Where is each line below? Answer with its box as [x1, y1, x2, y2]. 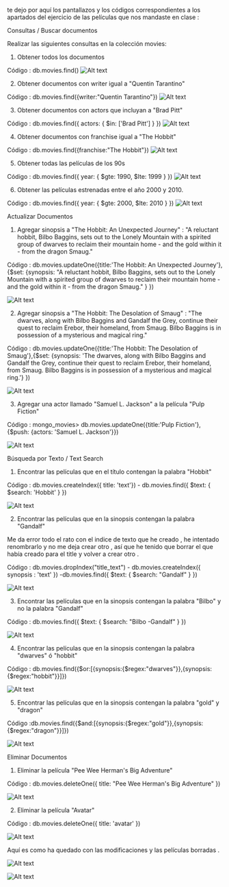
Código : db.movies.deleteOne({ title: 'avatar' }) [7, 819, 141, 827]
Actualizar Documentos [7, 212, 73, 220]
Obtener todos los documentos [16, 53, 105, 61]
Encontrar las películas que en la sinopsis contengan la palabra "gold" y [16, 698, 220, 707]
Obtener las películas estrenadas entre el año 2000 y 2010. [16, 186, 183, 194]
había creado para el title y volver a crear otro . [7, 550, 139, 558]
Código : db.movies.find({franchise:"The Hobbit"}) [7, 146, 149, 154]
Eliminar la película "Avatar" [16, 806, 95, 814]
